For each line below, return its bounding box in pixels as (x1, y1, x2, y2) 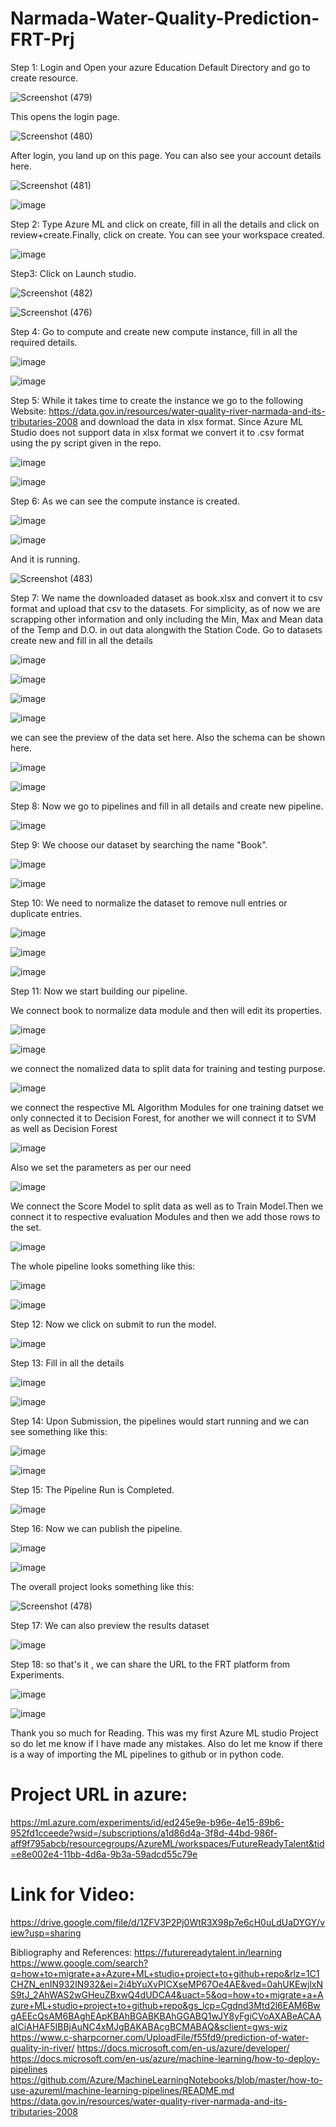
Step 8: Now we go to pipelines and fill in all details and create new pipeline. (10, 800, 324, 812)
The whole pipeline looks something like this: (10, 1260, 196, 1272)
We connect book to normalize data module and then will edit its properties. (10, 1004, 323, 1016)
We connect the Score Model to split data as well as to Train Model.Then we (10, 1200, 324, 1212)
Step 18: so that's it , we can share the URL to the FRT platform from (10, 1658, 291, 1670)
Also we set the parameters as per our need (10, 1161, 192, 1173)
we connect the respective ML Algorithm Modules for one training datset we (10, 1101, 325, 1113)
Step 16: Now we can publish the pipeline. (10, 1522, 183, 1534)
